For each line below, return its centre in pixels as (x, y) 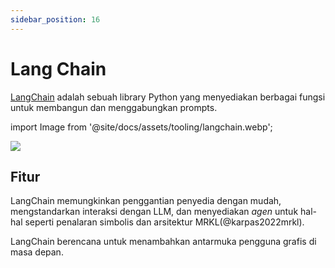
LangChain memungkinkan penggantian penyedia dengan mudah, (146, 201)
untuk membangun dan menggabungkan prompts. (114, 107)
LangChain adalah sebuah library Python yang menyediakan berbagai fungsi (168, 97)
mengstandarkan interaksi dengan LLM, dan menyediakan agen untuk (154, 212)
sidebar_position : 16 (55, 19)
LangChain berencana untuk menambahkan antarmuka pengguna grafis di (163, 242)
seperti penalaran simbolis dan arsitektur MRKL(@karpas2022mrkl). (164, 222)
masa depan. (37, 252)
